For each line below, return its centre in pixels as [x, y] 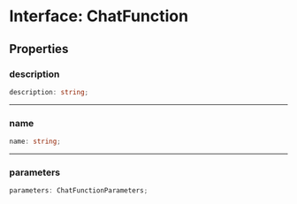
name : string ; [35, 142]
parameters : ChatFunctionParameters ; [79, 191]
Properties [39, 49]
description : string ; [49, 92]
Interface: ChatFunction [99, 16]
